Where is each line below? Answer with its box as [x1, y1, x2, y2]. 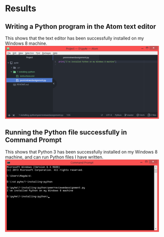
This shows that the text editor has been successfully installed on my [5, 35, 144, 41]
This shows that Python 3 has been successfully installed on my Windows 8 [5, 149, 158, 155]
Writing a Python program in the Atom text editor [5, 22, 156, 31]
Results [5, 3, 37, 14]
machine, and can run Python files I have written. [5, 154, 103, 160]
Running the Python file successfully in [5, 128, 127, 137]
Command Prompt [5, 136, 62, 144]
